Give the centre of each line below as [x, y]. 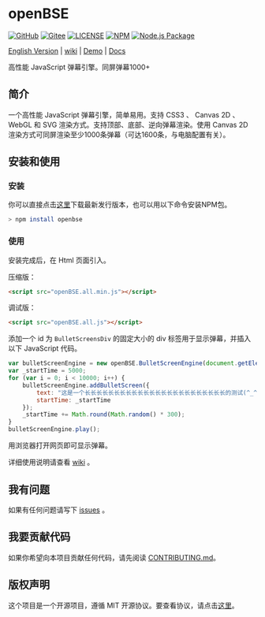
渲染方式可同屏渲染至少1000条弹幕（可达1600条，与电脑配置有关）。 [119, 134]
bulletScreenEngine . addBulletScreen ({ [86, 385]
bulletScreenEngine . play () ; [54, 429]
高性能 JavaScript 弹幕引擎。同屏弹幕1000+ [79, 67]
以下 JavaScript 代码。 [45, 348]
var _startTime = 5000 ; [47, 371]
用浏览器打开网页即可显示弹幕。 [60, 445]
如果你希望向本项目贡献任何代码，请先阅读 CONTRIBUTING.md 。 [114, 557]
